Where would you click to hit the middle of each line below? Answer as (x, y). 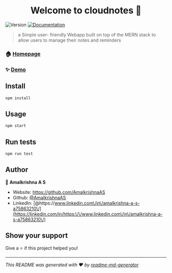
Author (17, 170)
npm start (16, 126)
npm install (18, 98)
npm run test (19, 154)
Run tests (21, 142)
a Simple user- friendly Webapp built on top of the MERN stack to (87, 34)
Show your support (37, 236)
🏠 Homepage (23, 53)
